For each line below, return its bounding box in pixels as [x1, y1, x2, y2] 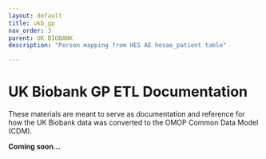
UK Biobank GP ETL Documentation [8, 83, 248, 101]
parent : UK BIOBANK [8, 34, 73, 42]
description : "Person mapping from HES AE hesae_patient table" [8, 42, 227, 50]
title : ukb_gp [8, 19, 56, 27]
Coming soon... [8, 141, 62, 152]
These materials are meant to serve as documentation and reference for [8, 109, 245, 119]
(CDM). [8, 126, 33, 136]
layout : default [8, 11, 62, 20]
